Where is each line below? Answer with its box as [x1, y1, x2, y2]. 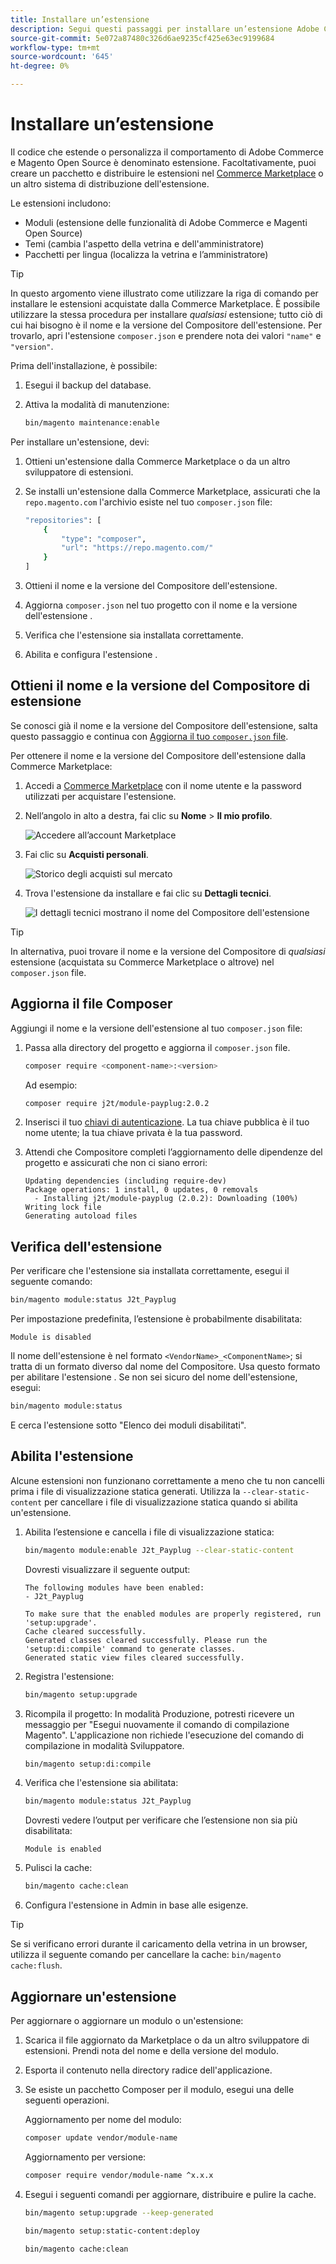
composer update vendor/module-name [24, 2133, 178, 2143]
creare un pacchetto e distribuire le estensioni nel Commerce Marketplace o [10, 167, 324, 179]
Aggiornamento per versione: [24, 2151, 147, 2163]
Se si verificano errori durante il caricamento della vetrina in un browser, [10, 1938, 308, 1950]
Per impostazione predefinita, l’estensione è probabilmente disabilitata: [10, 1313, 303, 1325]
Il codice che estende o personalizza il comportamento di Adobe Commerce [10, 146, 324, 158]
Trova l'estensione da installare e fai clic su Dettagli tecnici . [24, 887, 272, 899]
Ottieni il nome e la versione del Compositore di [10, 677, 311, 695]
